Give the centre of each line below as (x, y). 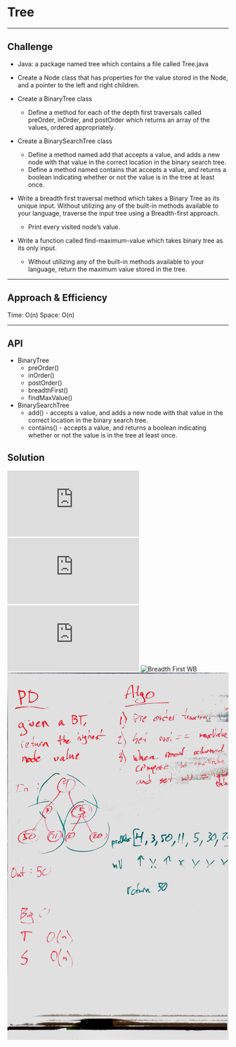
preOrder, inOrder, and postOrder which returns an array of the (119, 120)
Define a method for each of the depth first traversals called (114, 112)
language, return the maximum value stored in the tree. (107, 269)
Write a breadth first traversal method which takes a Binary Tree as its (118, 198)
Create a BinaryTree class (55, 99)
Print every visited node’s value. (74, 227)
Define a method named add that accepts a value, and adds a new (124, 154)
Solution (26, 458)
